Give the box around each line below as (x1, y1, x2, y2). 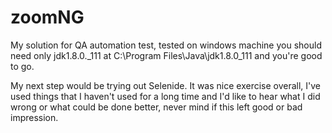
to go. (10, 60, 35, 72)
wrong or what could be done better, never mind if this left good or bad (10, 101, 303, 113)
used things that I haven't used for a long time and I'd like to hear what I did (10, 90, 321, 102)
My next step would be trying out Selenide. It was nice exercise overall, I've (10, 79, 322, 91)
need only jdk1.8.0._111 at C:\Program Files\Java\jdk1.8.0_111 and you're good (10, 49, 323, 61)
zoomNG (10, 6, 85, 29)
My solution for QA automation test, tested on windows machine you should (10, 39, 322, 51)
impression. (10, 111, 59, 123)
